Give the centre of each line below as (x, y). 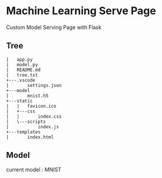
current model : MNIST (34, 169)
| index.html (30, 137)
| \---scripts (26, 122)
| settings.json (34, 85)
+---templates (24, 132)
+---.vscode (21, 80)
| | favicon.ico (32, 106)
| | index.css (34, 116)
